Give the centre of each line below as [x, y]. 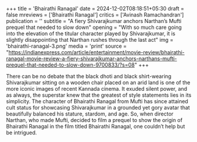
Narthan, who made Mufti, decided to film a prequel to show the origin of [94, 120]
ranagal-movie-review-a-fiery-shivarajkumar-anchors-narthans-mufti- [92, 59]
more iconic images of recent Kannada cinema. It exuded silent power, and [97, 89]
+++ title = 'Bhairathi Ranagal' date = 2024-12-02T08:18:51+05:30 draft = [95, 9]
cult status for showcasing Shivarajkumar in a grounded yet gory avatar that [98, 108]
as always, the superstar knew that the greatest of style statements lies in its [99, 95]
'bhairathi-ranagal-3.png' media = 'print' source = [66, 46]
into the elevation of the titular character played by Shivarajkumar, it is [91, 34]
